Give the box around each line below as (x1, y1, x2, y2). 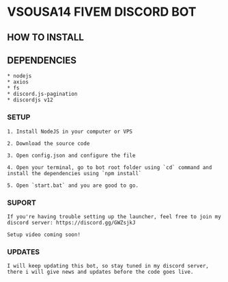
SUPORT (7, 198, 36, 207)
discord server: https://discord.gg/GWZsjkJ (7, 219, 136, 226)
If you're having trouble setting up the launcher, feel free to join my (7, 213, 222, 220)
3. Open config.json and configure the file (7, 152, 136, 159)
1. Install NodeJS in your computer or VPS (7, 128, 133, 135)
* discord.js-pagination (7, 90, 78, 98)
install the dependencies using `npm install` (7, 170, 142, 177)
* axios (7, 79, 29, 86)
